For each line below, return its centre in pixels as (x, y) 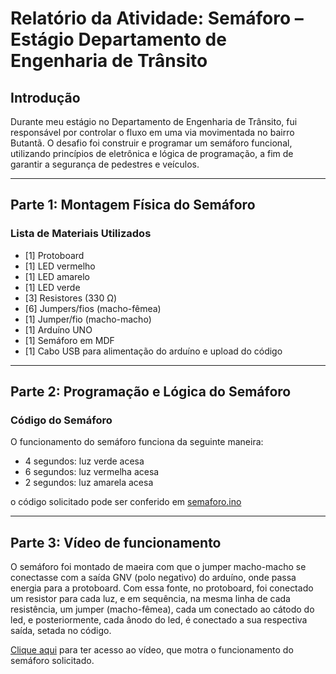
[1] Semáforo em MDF (69, 340)
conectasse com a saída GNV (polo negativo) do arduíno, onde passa (153, 578)
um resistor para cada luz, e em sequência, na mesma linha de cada (150, 599)
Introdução (45, 97)
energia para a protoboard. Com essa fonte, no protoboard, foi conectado (162, 588)
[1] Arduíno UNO (58, 329)
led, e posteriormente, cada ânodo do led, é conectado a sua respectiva (159, 620)
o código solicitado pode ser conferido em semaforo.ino (126, 502)
